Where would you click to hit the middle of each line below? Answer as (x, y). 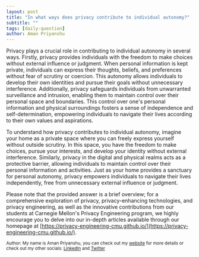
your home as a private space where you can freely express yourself (90, 138)
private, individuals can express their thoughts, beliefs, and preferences (94, 70)
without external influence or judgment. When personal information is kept (97, 64)
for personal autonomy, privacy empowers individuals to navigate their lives (99, 177)
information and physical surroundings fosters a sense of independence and (100, 108)
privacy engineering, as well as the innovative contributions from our (90, 207)
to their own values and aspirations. (50, 120)
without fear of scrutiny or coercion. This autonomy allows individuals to (94, 76)
